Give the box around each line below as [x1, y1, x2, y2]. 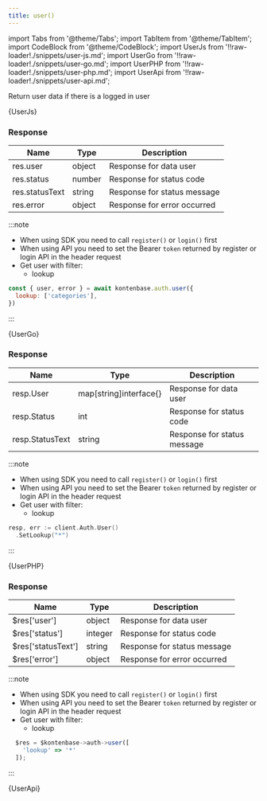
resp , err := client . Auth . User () [8, 523, 119, 532]
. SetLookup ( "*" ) [15, 531, 69, 539]
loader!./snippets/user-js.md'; [8, 50, 106, 60]
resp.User [12, 388, 49, 399]
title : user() [8, 11, 56, 20]
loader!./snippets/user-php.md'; [8, 67, 113, 76]
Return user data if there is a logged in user [8, 91, 150, 100]
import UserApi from [114, 67, 181, 76]
